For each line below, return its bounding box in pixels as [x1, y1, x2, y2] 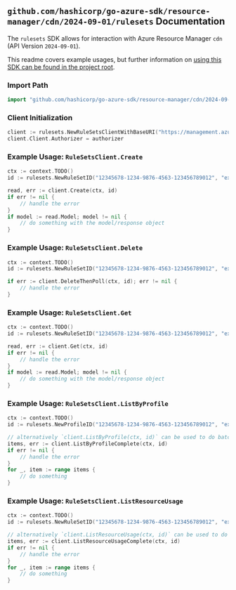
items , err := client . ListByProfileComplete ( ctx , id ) [7, 440, 169, 447]
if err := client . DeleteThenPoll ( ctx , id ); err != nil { [7, 278, 178, 285]
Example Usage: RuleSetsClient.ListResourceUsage [7, 496, 184, 506]
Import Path [7, 80, 48, 90]
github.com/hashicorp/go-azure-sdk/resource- [7, 6, 211, 17]
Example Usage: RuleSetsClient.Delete [7, 243, 143, 253]
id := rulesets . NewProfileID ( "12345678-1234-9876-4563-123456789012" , [7, 421, 218, 428]
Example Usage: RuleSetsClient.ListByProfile [7, 398, 169, 408]
